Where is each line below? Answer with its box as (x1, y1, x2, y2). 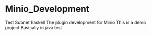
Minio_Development (5, 3, 90, 15)
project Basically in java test (5, 24, 62, 30)
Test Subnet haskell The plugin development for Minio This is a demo (5, 19, 146, 25)
